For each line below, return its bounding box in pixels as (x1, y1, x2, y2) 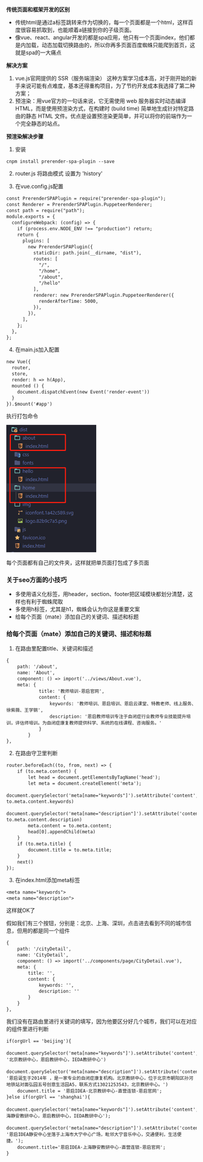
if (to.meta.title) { (17, 840, 71, 847)
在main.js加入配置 (14, 346, 60, 353)
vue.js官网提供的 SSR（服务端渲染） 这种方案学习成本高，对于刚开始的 (14, 75, 192, 82)
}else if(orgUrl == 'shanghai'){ (6, 1094, 91, 1100)
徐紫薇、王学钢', (6, 707, 43, 713)
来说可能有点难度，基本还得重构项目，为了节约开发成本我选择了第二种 (20, 82, 195, 89)
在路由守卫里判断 (14, 749, 58, 756)
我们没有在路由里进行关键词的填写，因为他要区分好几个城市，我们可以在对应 (6, 1018, 197, 1025)
